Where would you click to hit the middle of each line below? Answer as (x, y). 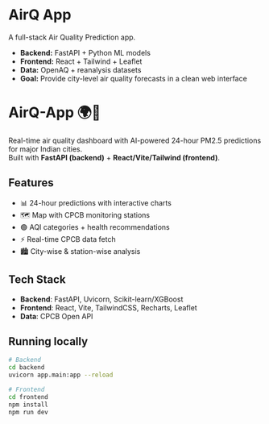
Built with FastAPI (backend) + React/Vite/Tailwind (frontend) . (114, 157)
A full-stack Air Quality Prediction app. (72, 37)
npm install (28, 405)
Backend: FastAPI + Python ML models (85, 52)
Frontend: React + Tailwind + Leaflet (81, 61)
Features (31, 183)
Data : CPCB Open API (56, 316)
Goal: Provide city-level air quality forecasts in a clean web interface (133, 78)
